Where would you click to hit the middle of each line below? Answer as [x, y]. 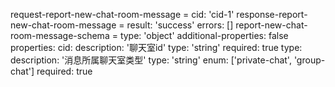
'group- [309, 60]
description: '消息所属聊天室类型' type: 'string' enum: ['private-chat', [151, 60]
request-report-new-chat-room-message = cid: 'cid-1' [122, 14]
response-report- [272, 14]
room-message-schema [60, 35]
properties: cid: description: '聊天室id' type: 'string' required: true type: [156, 47]
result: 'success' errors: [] [180, 25]
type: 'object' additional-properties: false [204, 35]
